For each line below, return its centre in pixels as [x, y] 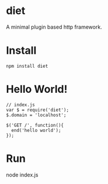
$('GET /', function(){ [35, 125]
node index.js [22, 175]
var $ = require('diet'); [37, 110]
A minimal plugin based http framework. [54, 27]
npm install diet [27, 66]
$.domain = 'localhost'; [36, 115]
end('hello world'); [36, 130]
